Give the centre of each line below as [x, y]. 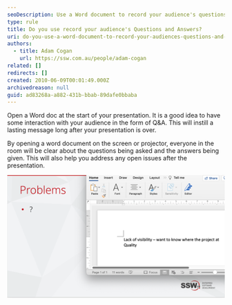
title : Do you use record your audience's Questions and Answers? [105, 29]
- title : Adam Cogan [43, 51]
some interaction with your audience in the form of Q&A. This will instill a [110, 123]
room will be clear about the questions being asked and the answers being [113, 151]
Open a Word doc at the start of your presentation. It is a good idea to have [114, 115]
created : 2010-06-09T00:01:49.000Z [58, 80]
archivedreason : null [38, 87]
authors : [20, 44]
